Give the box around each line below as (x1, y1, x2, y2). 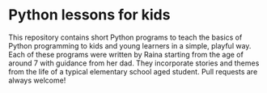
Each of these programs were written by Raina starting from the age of (8, 49, 244, 59)
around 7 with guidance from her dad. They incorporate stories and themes (8, 58, 260, 68)
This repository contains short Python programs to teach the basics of (8, 32, 243, 42)
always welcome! (8, 75, 66, 85)
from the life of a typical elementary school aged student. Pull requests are (8, 66, 258, 76)
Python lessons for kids (8, 6, 171, 24)
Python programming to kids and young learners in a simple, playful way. (8, 40, 252, 50)
